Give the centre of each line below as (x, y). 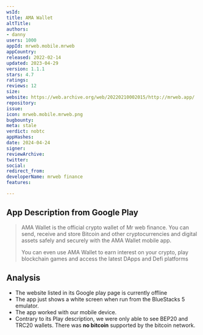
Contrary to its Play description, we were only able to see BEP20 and (101, 318)
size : (13, 92)
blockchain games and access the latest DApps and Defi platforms (105, 259)
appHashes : (20, 137)
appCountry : (21, 52)
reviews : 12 (21, 86)
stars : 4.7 (20, 75)
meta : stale (21, 126)
